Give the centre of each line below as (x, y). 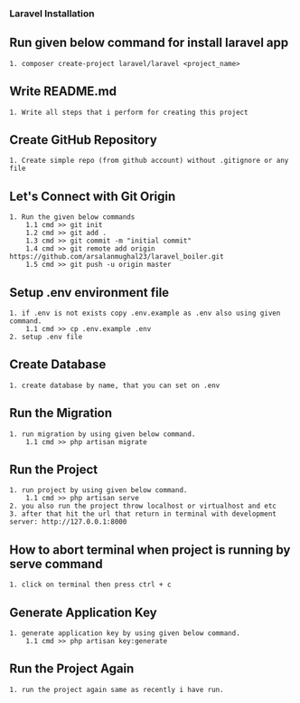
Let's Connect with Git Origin (93, 196)
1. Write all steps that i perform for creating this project (129, 112)
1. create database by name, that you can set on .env (115, 385)
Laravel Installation (52, 14)
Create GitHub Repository (84, 140)
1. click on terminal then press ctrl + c (90, 585)
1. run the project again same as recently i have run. (117, 689)
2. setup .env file (46, 337)
